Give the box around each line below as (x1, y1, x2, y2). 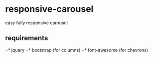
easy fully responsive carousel (5, 20, 68, 26)
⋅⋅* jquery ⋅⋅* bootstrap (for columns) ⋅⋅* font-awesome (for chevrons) (5, 47, 149, 53)
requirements (5, 34, 48, 42)
